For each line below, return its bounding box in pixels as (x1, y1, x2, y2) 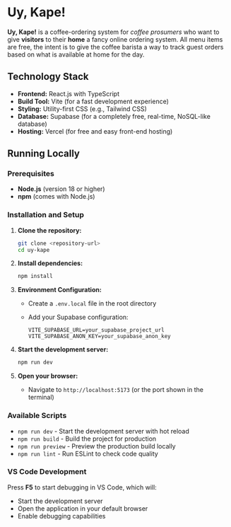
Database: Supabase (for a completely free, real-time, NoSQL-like (17, 112, 211, 120)
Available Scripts (7, 411, 67, 421)
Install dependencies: (17, 259, 83, 267)
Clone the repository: (17, 226, 82, 234)
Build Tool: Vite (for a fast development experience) (17, 97, 170, 105)
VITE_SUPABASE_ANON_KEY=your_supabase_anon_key (28, 333, 171, 340)
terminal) (28, 393, 54, 402)
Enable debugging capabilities (17, 511, 106, 520)
